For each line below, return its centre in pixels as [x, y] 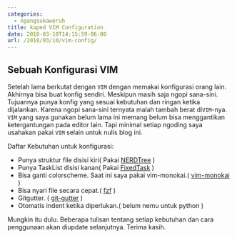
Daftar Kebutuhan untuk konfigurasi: [61, 146]
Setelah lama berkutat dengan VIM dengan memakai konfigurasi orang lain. [117, 86]
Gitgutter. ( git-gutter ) [50, 198]
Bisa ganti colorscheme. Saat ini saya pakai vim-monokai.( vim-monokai [123, 175]
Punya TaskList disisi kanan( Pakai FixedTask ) [86, 167]
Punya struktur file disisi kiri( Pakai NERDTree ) [86, 160]
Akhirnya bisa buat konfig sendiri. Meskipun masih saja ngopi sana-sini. [113, 94]
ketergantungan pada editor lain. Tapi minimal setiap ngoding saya [105, 124]
